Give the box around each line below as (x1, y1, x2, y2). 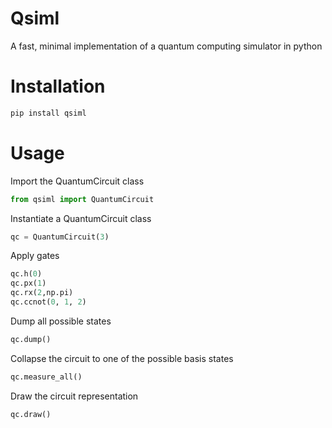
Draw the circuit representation (10, 390, 139, 402)
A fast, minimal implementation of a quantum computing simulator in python (10, 40, 323, 52)
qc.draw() (10, 409, 52, 419)
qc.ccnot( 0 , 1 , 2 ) (10, 297, 87, 307)
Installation (10, 75, 106, 98)
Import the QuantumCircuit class (10, 175, 145, 187)
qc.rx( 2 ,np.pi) (10, 288, 74, 298)
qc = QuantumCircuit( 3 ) (10, 232, 110, 242)
